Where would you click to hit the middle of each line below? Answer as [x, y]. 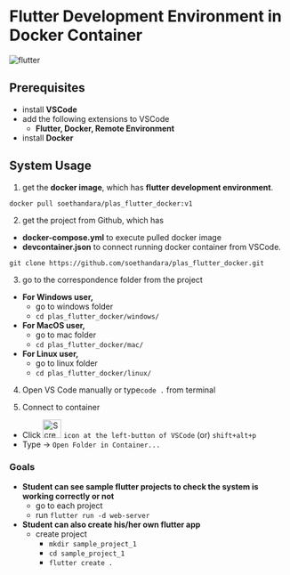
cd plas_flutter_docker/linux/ [93, 373]
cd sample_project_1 [87, 554]
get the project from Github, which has [93, 220]
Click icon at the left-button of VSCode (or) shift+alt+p [139, 434]
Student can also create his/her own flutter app [111, 524]
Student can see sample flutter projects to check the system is [140, 486]
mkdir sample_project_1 [93, 544]
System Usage [50, 166]
